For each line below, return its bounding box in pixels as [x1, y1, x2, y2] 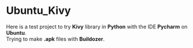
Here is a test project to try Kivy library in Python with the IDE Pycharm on [6, 23, 188, 30]
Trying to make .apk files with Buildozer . [6, 35, 105, 42]
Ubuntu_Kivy [6, 4, 71, 17]
